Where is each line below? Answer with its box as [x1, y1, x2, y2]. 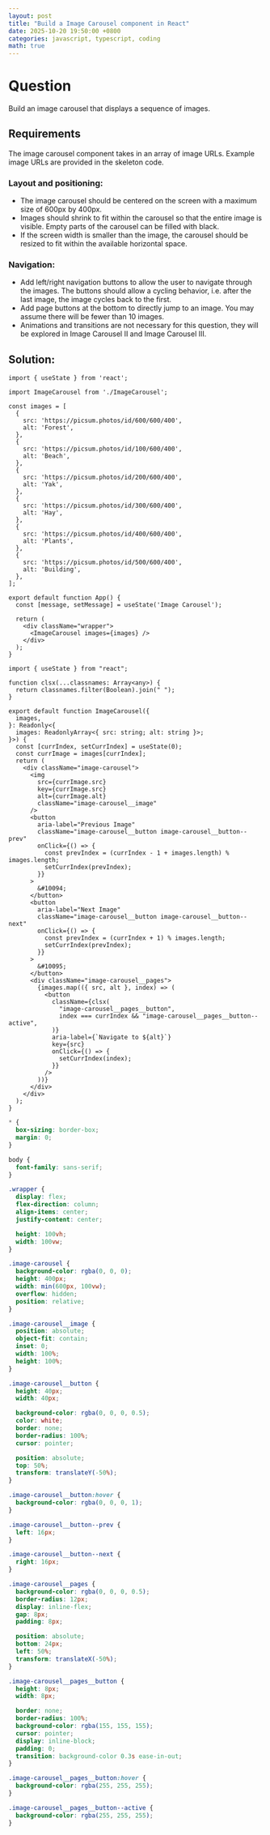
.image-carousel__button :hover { [8, 1491, 121, 1500]
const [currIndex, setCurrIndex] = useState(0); [15, 743, 183, 751]
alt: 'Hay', [23, 509, 63, 517]
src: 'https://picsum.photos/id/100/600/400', [23, 445, 183, 454]
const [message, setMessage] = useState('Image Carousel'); [15, 601, 222, 609]
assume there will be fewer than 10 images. [19, 312, 164, 322]
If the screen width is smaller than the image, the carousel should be [19, 230, 249, 240]
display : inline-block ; [15, 1737, 95, 1745]
